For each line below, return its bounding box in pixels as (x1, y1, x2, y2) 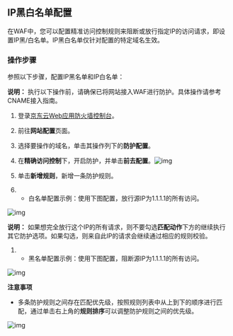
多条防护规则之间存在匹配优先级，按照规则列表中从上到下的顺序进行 (17, 298, 217, 306)
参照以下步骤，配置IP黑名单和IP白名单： (7, 73, 125, 81)
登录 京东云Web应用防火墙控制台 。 (17, 112, 118, 120)
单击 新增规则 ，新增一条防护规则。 (17, 172, 118, 180)
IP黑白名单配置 (7, 6, 72, 19)
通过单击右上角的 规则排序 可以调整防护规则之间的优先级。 (30, 307, 198, 315)
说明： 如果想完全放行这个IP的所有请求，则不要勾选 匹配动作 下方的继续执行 (7, 223, 226, 231)
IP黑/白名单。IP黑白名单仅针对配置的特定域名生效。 (13, 35, 164, 44)
